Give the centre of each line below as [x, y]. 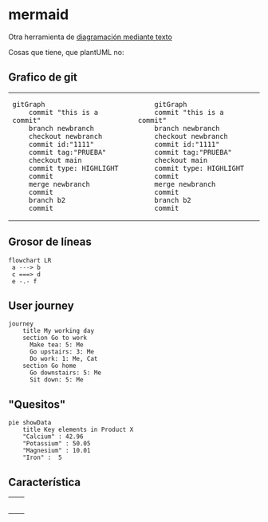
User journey [41, 305]
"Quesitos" [37, 404]
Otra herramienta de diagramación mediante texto [91, 37]
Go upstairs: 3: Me [61, 352]
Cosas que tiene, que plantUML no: [66, 52]
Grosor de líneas [50, 242]
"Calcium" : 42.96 [53, 437]
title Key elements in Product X [78, 430]
